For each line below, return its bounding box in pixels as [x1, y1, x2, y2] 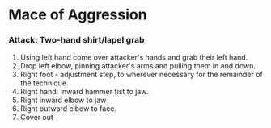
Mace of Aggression [8, 6, 147, 24]
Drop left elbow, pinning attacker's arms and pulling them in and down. [19, 61, 256, 71]
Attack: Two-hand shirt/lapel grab [8, 35, 145, 46]
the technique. [19, 78, 69, 88]
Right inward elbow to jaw [19, 95, 107, 105]
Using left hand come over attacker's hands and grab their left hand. [19, 52, 248, 62]
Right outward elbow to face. [19, 104, 117, 114]
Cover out [19, 113, 54, 122]
